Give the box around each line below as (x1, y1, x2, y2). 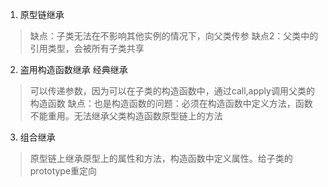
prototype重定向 (29, 165, 98, 177)
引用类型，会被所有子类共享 (29, 43, 145, 54)
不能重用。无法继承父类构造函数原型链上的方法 (29, 110, 223, 122)
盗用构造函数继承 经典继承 (19, 64, 128, 75)
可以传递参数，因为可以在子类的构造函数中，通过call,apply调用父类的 (29, 85, 315, 97)
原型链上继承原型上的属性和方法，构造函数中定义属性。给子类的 (29, 153, 293, 164)
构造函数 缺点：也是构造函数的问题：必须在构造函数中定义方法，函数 (29, 98, 313, 109)
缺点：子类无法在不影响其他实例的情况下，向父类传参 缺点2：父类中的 (29, 30, 319, 42)
